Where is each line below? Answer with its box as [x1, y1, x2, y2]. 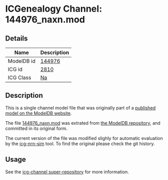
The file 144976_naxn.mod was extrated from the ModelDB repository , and [5, 120, 161, 126]
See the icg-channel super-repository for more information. [5, 168, 129, 175]
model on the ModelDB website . [5, 110, 72, 116]
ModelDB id [8, 58, 36, 64]
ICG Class [8, 74, 31, 81]
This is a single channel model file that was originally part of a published [5, 104, 156, 111]
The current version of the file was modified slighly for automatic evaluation [5, 135, 163, 141]
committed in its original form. [5, 125, 68, 131]
